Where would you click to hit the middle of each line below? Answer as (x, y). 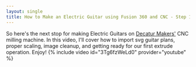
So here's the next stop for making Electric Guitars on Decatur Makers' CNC (97, 33)
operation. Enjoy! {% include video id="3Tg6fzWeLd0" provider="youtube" (96, 52)
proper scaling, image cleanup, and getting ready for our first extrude (90, 46)
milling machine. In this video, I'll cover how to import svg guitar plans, (90, 40)
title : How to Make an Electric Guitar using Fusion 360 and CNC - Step (96, 17)
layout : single (24, 11)
